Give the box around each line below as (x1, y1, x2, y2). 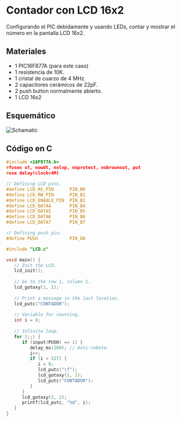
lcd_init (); (14, 268, 44, 274)
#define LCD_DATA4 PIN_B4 (6, 203, 85, 209)
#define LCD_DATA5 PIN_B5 (6, 208, 85, 215)
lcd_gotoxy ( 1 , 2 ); (21, 394, 67, 400)
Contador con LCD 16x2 (6, 4, 124, 17)
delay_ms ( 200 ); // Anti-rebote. (29, 345, 110, 350)
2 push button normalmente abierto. (14, 87, 103, 95)
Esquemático (6, 111, 56, 121)
